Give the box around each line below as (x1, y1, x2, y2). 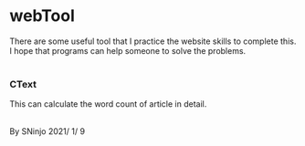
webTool (9, 5, 75, 26)
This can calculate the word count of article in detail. (9, 99, 207, 109)
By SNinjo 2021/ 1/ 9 (9, 126, 85, 137)
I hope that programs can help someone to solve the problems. (9, 45, 247, 56)
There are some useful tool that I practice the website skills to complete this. (9, 36, 297, 47)
